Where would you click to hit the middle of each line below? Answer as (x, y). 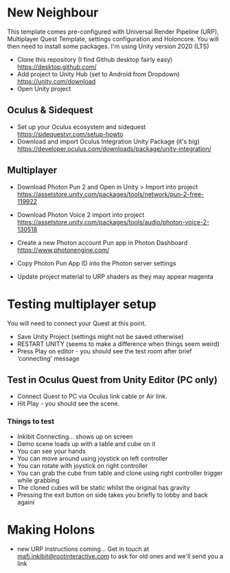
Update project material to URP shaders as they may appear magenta (115, 277)
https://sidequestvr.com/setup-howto (70, 134)
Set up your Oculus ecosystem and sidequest (81, 127)
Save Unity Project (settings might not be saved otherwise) (100, 336)
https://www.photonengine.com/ (63, 250)
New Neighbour (53, 13)
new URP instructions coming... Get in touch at (83, 549)
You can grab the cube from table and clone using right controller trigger (120, 473)
